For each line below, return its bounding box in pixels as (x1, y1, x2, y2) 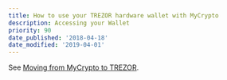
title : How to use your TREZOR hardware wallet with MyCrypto (8, 11, 219, 20)
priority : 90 (8, 26, 52, 34)
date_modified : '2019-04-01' (8, 41, 105, 49)
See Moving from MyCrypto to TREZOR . (8, 63, 139, 72)
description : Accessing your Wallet (8, 19, 130, 27)
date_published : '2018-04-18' (8, 33, 109, 42)
